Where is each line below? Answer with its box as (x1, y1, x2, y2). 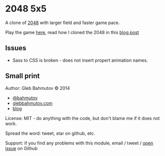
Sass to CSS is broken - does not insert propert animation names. (12, 57, 148, 63)
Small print (5, 72, 40, 80)
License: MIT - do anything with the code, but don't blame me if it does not (5, 115, 160, 121)
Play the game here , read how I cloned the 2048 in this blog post (5, 29, 139, 35)
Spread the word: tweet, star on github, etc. (5, 130, 95, 136)
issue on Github (5, 145, 38, 151)
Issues (5, 44, 27, 53)
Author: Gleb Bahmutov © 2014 (5, 85, 70, 91)
